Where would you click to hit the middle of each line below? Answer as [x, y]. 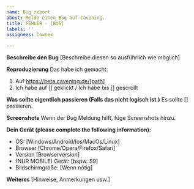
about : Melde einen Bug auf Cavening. [56, 18]
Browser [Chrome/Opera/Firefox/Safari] [65, 148]
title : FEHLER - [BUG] [35, 23]
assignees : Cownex [30, 35]
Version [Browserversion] [47, 155]
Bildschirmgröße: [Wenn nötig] [54, 168]
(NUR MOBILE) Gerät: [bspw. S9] [57, 161]
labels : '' [20, 29]
